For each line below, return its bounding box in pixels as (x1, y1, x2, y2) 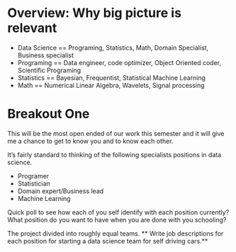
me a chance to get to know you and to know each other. (7, 137, 174, 145)
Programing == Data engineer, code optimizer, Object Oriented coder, (17, 58, 222, 67)
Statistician (17, 179, 51, 188)
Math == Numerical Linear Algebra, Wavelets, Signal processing (17, 81, 205, 89)
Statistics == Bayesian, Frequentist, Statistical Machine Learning (17, 73, 206, 82)
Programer (17, 171, 50, 180)
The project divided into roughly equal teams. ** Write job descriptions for (7, 229, 224, 238)
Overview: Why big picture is (7, 5, 182, 21)
